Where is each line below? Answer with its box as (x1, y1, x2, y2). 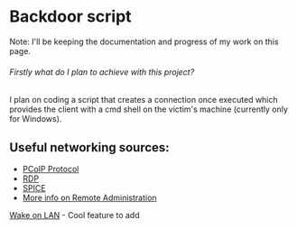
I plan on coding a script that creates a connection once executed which (9, 95, 278, 105)
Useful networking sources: (9, 140, 170, 155)
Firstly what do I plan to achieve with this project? (9, 66, 195, 78)
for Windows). (9, 114, 62, 124)
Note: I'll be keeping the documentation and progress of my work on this (9, 36, 279, 47)
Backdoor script (9, 6, 133, 27)
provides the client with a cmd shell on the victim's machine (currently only (9, 104, 289, 114)
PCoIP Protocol (22, 163, 79, 174)
